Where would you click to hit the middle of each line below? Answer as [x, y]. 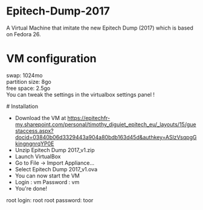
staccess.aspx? [34, 130]
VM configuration [51, 59]
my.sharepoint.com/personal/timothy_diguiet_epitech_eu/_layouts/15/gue [105, 124]
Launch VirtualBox [38, 156]
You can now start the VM [47, 176]
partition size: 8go [29, 81]
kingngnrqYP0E [34, 144]
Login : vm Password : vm [47, 182]
